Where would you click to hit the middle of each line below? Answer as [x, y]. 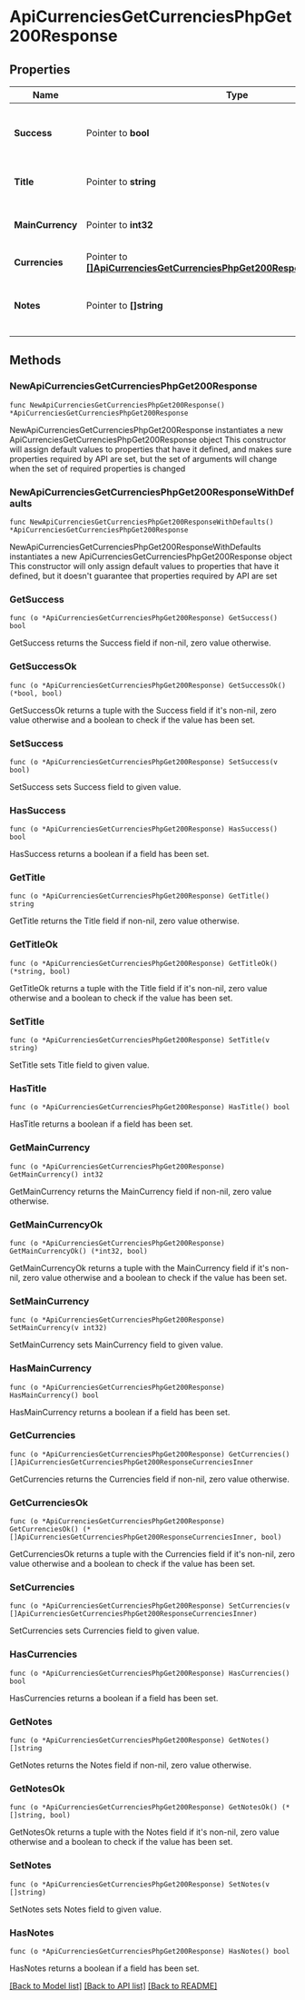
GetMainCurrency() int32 [56, 1174]
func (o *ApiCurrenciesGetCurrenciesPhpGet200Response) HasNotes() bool [150, 1951]
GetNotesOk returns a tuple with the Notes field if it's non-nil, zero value [144, 1832]
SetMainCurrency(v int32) [58, 1328]
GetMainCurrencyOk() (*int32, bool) [79, 1251]
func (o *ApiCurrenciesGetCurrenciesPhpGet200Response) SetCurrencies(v [150, 1606]
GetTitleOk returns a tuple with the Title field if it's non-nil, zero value [138, 988]
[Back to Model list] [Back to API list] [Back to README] [113, 1985]
